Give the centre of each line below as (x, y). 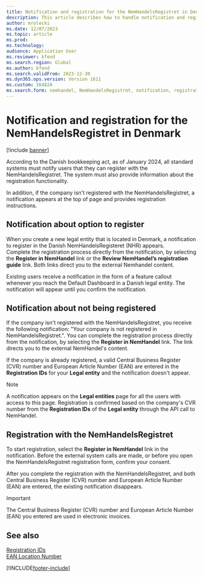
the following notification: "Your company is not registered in (82, 329)
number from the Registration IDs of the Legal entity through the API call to (101, 409)
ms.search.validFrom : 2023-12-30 (48, 74)
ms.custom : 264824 (29, 85)
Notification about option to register (76, 224)
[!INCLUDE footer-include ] (38, 568)
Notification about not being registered (81, 308)
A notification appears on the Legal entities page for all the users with (94, 396)
